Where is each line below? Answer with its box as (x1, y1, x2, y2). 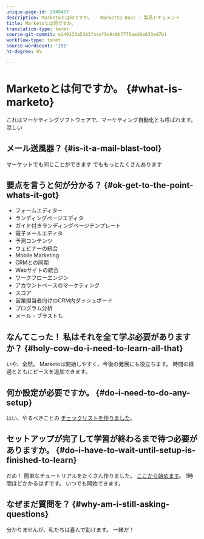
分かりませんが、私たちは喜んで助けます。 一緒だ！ (6, 526, 135, 533)
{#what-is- (126, 82, 183, 96)
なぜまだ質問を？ (6, 499, 70, 510)
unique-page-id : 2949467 (6, 9, 69, 15)
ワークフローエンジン (15, 274, 69, 282)
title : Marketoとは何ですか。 (6, 20, 76, 26)
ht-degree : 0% (6, 49, 42, 55)
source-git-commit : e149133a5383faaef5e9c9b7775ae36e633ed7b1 (6, 32, 167, 38)
